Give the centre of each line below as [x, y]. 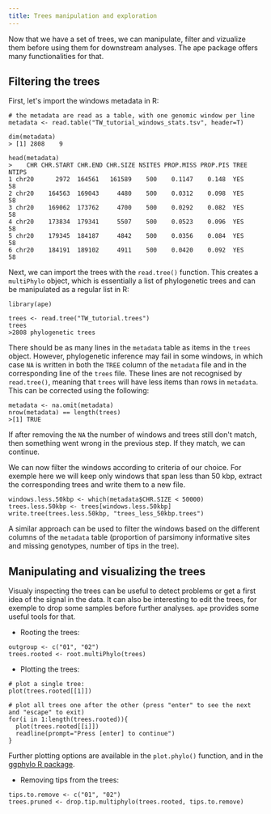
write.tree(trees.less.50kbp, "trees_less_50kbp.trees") [106, 514]
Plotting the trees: [50, 669]
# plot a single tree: [47, 685]
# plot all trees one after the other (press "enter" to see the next [130, 706]
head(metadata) [34, 159]
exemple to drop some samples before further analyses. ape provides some [134, 608]
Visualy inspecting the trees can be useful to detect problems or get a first [132, 591]
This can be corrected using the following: [79, 391]
